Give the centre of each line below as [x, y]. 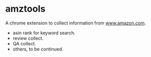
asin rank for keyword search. [44, 33]
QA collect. [24, 43]
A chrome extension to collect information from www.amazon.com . [76, 23]
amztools [26, 9]
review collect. [28, 38]
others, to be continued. [38, 49]
